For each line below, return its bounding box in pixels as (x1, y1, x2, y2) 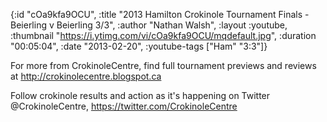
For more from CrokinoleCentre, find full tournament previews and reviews (10, 60, 317, 71)
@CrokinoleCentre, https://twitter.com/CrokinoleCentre (10, 100, 238, 112)
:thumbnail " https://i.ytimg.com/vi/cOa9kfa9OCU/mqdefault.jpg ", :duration (10, 30, 317, 41)
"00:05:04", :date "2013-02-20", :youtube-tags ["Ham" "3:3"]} (10, 40, 268, 52)
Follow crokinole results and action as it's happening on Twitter (10, 90, 271, 101)
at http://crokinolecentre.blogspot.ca (10, 70, 162, 82)
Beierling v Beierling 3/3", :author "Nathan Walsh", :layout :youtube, (10, 19, 288, 31)
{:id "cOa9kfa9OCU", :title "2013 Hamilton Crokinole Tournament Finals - (10, 9, 310, 20)
